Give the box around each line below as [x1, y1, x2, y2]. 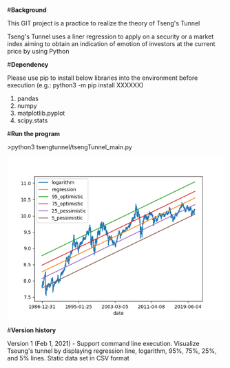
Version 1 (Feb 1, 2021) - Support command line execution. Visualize [7, 340, 200, 347]
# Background [7, 6, 47, 14]
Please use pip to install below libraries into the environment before [7, 74, 198, 82]
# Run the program [7, 130, 61, 138]
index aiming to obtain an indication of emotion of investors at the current [7, 40, 216, 47]
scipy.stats [17, 116, 48, 125]
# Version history [7, 326, 56, 334]
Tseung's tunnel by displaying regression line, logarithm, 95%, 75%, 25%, [7, 347, 217, 355]
